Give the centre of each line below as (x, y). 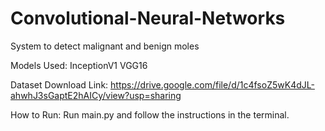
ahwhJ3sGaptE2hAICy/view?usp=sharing (96, 95)
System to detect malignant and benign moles (105, 46)
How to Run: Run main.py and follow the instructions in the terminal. (150, 114)
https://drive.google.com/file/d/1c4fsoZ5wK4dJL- (212, 84)
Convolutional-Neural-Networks (148, 18)
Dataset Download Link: (59, 84)
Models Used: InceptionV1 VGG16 (79, 65)
